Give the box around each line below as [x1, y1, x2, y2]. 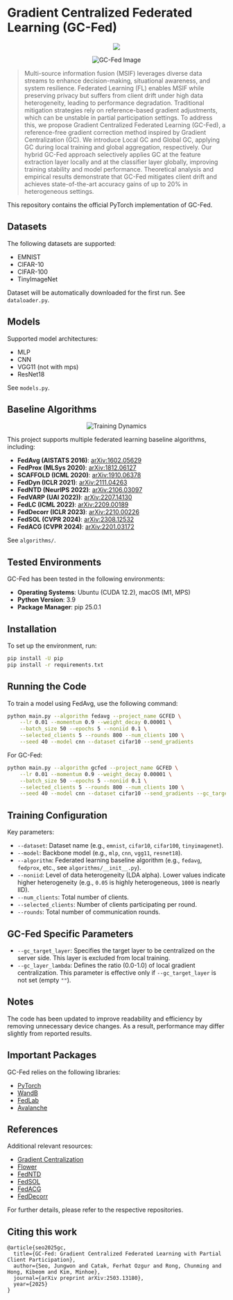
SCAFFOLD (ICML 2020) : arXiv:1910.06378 [17, 471, 141, 479]
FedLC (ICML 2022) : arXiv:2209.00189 [17, 500, 129, 509]
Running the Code [7, 681, 87, 693]
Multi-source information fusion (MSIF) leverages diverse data [24, 69, 202, 77]
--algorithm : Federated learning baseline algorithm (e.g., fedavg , [17, 856, 202, 864]
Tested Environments [7, 556, 102, 568]
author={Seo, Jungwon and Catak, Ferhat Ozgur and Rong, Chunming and [13, 1262, 222, 1269]
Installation [7, 623, 57, 635]
